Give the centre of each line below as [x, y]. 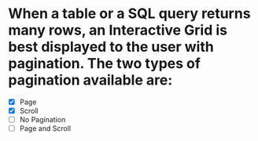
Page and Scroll [45, 128]
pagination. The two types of [104, 64]
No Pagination [42, 120]
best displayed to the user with [111, 47]
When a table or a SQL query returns [129, 14]
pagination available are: [90, 80]
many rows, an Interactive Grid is [118, 30]
